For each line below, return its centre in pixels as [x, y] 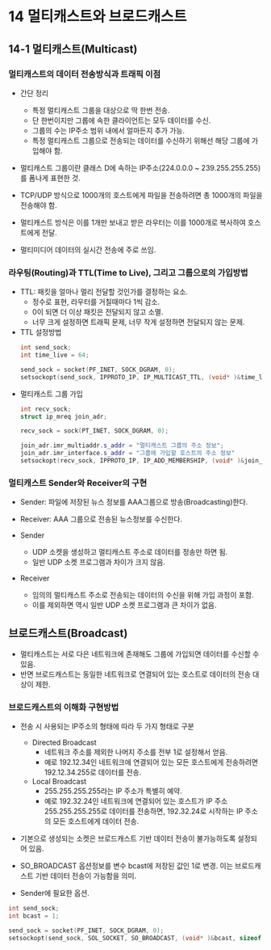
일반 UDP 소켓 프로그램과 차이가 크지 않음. [98, 562]
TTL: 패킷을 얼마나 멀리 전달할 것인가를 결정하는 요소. [104, 292]
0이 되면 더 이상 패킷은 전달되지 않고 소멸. [98, 312]
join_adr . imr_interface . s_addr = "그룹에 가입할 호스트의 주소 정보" [127, 454]
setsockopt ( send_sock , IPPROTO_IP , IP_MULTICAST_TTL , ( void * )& [130, 377]
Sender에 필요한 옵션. [55, 893]
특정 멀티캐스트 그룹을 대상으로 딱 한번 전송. [101, 110]
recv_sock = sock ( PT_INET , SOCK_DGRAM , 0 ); [94, 431]
